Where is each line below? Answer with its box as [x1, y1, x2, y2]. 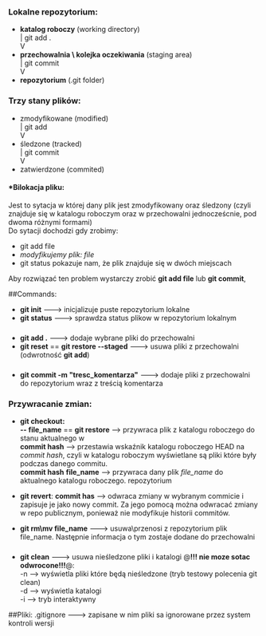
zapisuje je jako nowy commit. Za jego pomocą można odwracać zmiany [19, 500, 259, 509]
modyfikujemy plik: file [19, 250, 95, 259]
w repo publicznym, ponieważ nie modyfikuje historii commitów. [19, 508, 231, 517]
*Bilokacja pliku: [8, 183, 65, 192]
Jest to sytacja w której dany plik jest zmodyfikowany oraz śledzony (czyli [8, 200, 252, 210]
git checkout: [19, 416, 65, 425]
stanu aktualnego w [19, 433, 85, 443]
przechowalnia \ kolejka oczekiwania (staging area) [19, 50, 193, 60]
